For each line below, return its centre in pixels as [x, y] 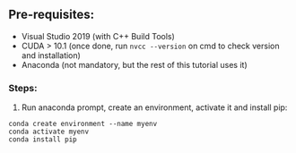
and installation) [51, 55]
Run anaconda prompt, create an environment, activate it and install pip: [154, 107]
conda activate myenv [49, 132]
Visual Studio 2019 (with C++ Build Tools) [98, 36]
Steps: [23, 88]
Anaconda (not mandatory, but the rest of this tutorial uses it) [134, 64]
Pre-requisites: [52, 15]
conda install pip [43, 140]
